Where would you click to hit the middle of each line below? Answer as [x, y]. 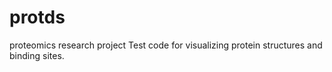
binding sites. [37, 55]
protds [37, 17]
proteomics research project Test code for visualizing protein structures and [166, 45]
